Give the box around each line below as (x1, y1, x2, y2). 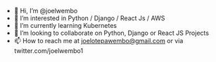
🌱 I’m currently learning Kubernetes (13, 22, 117, 29)
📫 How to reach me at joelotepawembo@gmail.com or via (13, 37, 184, 45)
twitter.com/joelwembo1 (13, 47, 83, 55)
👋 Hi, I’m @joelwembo (13, 7, 78, 15)
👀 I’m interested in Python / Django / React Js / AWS (13, 14, 165, 22)
